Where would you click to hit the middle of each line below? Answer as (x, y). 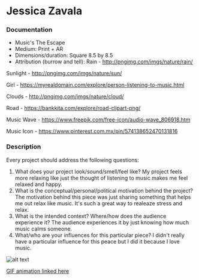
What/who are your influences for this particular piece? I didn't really (99, 235)
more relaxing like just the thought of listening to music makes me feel (101, 178)
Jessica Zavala (44, 11)
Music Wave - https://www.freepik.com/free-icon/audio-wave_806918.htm (98, 120)
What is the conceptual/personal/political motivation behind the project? (104, 190)
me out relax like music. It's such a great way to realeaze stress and (99, 203)
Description (24, 147)
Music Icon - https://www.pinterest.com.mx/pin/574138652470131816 (92, 131)
